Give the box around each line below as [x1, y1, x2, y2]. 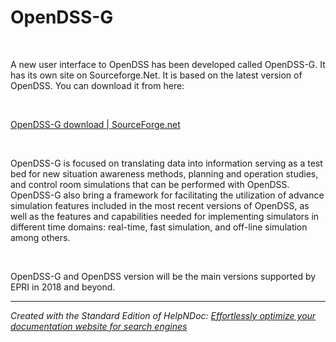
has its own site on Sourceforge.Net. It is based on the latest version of [10, 69, 303, 81]
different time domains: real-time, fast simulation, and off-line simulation [10, 221, 308, 233]
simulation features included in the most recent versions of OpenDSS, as [10, 199, 310, 211]
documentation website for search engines [10, 320, 188, 332]
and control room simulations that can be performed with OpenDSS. [10, 178, 290, 190]
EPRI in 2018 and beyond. [10, 281, 116, 293]
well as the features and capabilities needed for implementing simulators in [10, 210, 320, 222]
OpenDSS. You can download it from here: [10, 79, 185, 91]
